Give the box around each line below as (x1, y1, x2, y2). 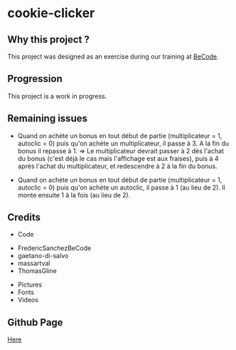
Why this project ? (7, 34, 90, 46)
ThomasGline (17, 267, 57, 275)
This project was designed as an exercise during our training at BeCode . (7, 52, 219, 61)
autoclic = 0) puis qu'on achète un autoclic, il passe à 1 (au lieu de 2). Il (17, 183, 226, 192)
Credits (7, 212, 41, 224)
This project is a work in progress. (7, 91, 107, 101)
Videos (17, 296, 39, 304)
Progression (7, 73, 63, 85)
